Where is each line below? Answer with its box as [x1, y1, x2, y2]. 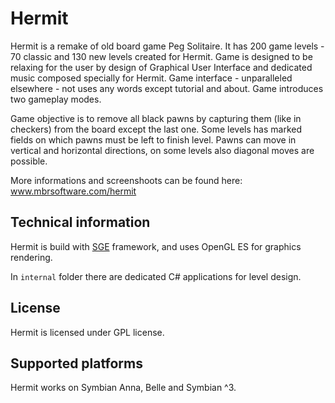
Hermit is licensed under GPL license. [10, 326, 165, 338]
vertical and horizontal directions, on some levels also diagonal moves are [10, 144, 315, 156]
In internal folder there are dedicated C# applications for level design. [10, 270, 302, 282]
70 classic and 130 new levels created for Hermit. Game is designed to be [10, 50, 313, 62]
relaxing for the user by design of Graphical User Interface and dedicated [10, 61, 313, 73]
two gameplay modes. [10, 93, 102, 105]
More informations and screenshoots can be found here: [10, 174, 243, 186]
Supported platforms [10, 355, 143, 372]
